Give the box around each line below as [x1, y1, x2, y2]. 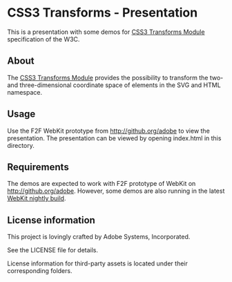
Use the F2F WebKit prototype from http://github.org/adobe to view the [7, 126, 211, 135]
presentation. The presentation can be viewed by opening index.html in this [7, 133, 222, 142]
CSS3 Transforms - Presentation [7, 5, 198, 21]
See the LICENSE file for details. [7, 246, 99, 254]
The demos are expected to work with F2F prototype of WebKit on [7, 180, 196, 188]
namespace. [7, 88, 43, 96]
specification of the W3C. [7, 35, 80, 43]
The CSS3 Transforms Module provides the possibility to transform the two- [7, 73, 224, 82]
